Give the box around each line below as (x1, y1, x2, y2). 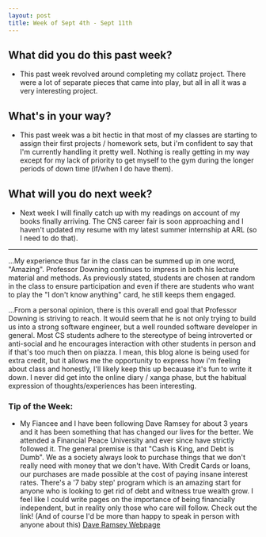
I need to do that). (19, 233, 78, 243)
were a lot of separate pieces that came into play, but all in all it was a (19, 78, 247, 87)
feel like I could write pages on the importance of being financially (19, 495, 236, 504)
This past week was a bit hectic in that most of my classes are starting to (19, 130, 258, 140)
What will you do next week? (8, 187, 153, 201)
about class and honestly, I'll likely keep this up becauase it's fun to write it (8, 364, 252, 374)
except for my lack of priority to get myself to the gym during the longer (19, 155, 254, 165)
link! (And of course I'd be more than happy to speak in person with (19, 512, 240, 521)
